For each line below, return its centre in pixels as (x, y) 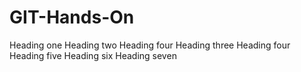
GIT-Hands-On (72, 17)
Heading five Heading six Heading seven (93, 55)
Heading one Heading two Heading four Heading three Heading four (150, 45)
